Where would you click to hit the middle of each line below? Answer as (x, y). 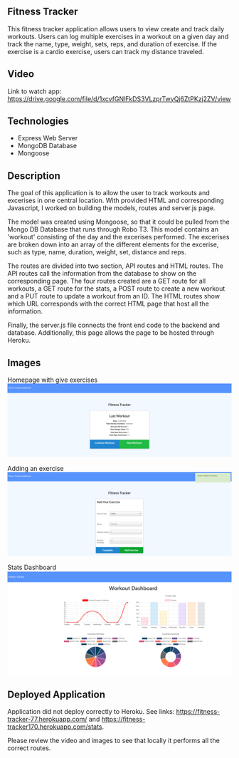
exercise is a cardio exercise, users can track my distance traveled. (106, 51)
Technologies (38, 121)
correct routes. (29, 748)
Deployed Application (56, 694)
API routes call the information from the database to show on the (102, 274)
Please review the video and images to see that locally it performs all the (114, 741)
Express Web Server (48, 138)
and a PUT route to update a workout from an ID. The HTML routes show (114, 296)
